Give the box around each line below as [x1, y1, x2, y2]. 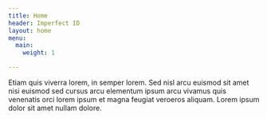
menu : [8, 34, 26, 42]
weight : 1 [22, 49, 56, 57]
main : [15, 42, 34, 50]
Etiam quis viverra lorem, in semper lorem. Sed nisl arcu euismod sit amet [8, 77, 249, 87]
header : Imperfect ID [8, 19, 80, 27]
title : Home [8, 11, 48, 20]
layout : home [8, 26, 52, 34]
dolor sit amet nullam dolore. [8, 103, 102, 113]
